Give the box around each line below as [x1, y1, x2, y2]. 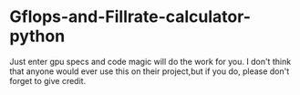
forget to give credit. [9, 75, 87, 86]
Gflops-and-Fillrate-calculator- [9, 6, 251, 27]
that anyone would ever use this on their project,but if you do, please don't [9, 66, 290, 77]
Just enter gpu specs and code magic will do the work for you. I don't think [9, 56, 292, 67]
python [9, 26, 66, 47]
